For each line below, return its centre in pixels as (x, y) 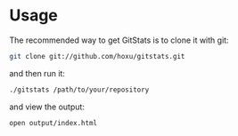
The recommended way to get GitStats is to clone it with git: (119, 40)
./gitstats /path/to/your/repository (79, 90)
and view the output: (47, 107)
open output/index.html (53, 123)
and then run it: (37, 73)
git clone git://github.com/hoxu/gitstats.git (97, 56)
